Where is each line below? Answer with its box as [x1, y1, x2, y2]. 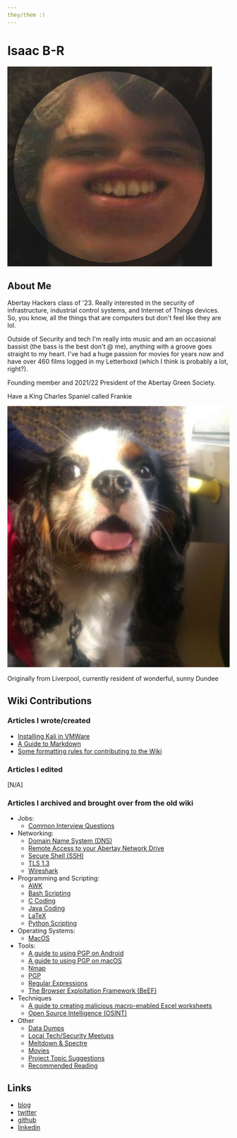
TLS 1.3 [28, 859, 50, 868]
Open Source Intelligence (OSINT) [28, 1009, 128, 1017]
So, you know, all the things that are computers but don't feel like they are [7, 314, 221, 322]
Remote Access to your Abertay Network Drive [28, 844, 164, 853]
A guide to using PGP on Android [28, 949, 124, 957]
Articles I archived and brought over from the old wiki [7, 798, 194, 808]
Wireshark [28, 866, 59, 875]
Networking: [17, 829, 54, 837]
